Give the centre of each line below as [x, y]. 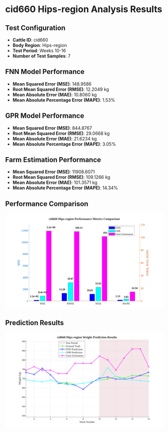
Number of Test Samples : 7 [41, 56]
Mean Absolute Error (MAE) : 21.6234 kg [55, 138]
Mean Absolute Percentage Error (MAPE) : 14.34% [65, 188]
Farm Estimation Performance [53, 160]
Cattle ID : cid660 [30, 40]
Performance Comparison [47, 204]
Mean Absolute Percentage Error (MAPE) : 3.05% [64, 144]
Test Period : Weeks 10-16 [39, 51]
